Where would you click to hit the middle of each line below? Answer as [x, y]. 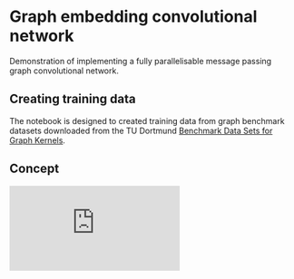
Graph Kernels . [38, 140]
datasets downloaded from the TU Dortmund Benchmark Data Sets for [141, 130]
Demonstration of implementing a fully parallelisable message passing [141, 61]
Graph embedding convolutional [133, 17]
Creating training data [73, 99]
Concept [34, 169]
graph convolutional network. [64, 71]
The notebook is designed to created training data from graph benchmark [147, 120]
